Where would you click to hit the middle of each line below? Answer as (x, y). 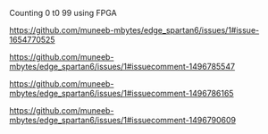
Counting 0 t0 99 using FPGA (63, 13)
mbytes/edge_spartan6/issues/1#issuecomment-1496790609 (123, 120)
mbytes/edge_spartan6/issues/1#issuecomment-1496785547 (122, 67)
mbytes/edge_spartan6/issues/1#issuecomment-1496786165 (121, 93)
